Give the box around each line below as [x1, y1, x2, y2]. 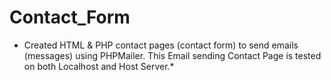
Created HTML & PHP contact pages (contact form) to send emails [23, 39, 299, 51]
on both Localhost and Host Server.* [23, 60, 175, 72]
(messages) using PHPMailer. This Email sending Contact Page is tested [23, 49, 322, 61]
